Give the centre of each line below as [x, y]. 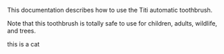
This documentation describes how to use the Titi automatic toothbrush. [110, 10]
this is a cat [24, 44]
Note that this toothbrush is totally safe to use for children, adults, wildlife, [112, 23]
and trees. [22, 31]
